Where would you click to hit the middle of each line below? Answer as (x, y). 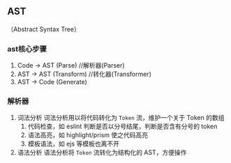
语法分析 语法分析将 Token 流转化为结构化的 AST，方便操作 (102, 153)
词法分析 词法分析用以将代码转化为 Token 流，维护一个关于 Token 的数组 (121, 118)
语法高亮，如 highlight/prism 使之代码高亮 (88, 135)
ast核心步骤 (27, 49)
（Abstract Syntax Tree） (44, 29)
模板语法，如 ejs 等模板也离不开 (74, 144)
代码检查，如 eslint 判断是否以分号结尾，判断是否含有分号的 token (122, 126)
